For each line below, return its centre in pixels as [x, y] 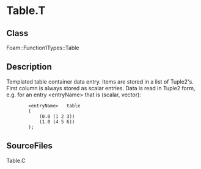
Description [29, 67]
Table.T [26, 11]
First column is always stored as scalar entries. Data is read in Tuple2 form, [101, 88]
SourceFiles [30, 146]
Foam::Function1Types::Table [43, 48]
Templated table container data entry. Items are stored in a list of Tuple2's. [100, 81]
